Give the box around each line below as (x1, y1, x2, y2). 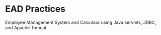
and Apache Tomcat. (5, 24, 48, 30)
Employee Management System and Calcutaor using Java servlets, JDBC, (5, 19, 157, 25)
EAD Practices (5, 3, 66, 15)
